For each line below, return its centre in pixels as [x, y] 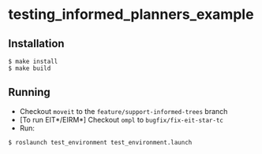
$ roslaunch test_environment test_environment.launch [100, 142]
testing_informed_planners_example [131, 15]
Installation [36, 44]
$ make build [30, 68]
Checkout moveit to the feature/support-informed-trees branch [124, 111]
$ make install [33, 61]
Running [30, 92]
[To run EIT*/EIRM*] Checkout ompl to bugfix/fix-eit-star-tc [121, 119]
